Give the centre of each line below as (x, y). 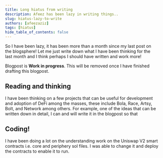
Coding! (18, 129)
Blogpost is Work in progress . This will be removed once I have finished (77, 66)
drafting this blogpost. (27, 71)
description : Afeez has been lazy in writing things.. (62, 14)
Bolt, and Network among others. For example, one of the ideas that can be (81, 108)
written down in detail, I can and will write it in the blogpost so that (71, 114)
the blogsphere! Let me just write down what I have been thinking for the (78, 51)
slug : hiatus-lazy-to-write (34, 19)
